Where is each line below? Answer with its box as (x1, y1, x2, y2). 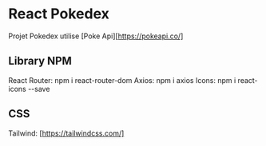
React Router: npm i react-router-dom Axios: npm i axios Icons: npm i (8, 75, 236, 85)
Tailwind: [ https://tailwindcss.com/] (8, 128, 125, 138)
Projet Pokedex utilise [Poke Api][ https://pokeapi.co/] (8, 31, 184, 41)
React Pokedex (8, 5, 110, 23)
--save (27, 84, 50, 93)
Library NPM (8, 54, 72, 68)
